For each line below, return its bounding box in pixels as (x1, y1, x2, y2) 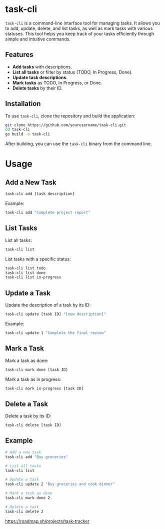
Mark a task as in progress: (5, 376, 61, 382)
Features (5, 50, 33, 59)
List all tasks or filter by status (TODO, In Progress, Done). (12, 69, 133, 75)
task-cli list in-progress (5, 275, 61, 280)
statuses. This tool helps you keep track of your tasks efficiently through (5, 30, 154, 36)
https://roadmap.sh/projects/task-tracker (5, 518, 90, 524)
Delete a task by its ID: (5, 413, 51, 419)
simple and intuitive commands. (5, 36, 71, 42)
